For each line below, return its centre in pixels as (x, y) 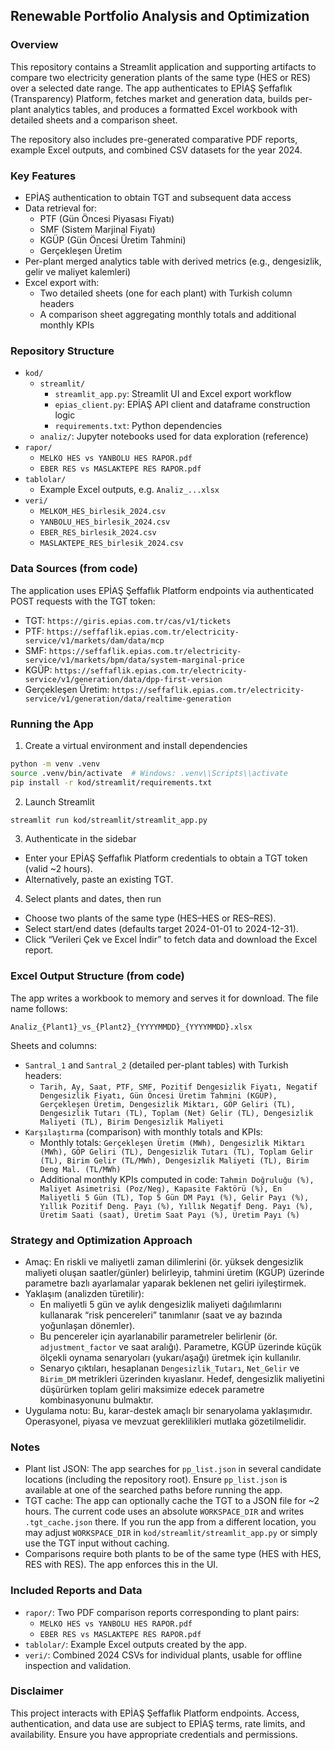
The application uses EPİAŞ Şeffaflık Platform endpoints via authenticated (162, 590)
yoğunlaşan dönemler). (87, 1325)
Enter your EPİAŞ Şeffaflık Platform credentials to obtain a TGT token (166, 858)
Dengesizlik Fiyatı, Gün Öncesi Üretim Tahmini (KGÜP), (158, 1095)
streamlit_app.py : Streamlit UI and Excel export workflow (173, 394)
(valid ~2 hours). (58, 869)
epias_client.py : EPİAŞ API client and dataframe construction (182, 405)
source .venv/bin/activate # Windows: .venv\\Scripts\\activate (149, 773)
